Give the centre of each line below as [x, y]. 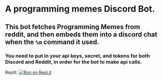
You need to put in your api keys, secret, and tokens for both [78, 56]
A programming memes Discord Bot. [80, 9]
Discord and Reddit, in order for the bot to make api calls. [73, 62]
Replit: [11, 72]
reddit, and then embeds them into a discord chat [81, 34]
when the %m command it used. [52, 42]
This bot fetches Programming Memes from [72, 27]
